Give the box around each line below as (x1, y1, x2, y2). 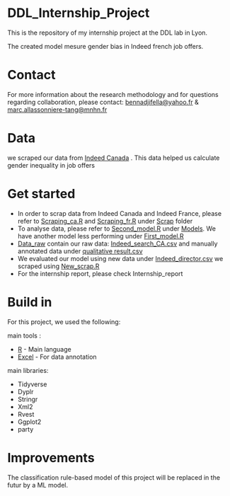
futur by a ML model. (7, 480, 69, 489)
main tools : (7, 331, 41, 340)
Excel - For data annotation (17, 352, 97, 361)
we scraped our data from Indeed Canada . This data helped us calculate (7, 154, 220, 162)
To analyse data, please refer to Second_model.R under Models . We (17, 224, 216, 233)
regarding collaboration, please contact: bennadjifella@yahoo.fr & (7, 98, 200, 106)
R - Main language (17, 345, 72, 353)
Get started (7, 186, 76, 202)
